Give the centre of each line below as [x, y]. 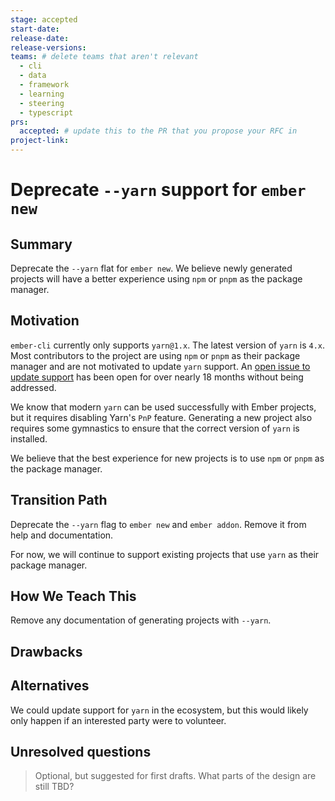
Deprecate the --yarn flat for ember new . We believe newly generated [151, 268]
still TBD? [54, 787]
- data [33, 76]
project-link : [40, 141]
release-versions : [48, 47]
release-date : [40, 38]
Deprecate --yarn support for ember [158, 190]
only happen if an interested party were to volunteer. [118, 720]
